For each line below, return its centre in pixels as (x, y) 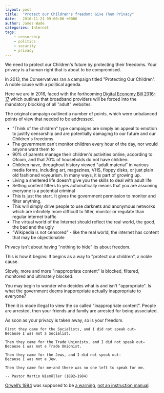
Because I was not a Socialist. (38, 333)
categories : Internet (27, 28)
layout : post (18, 10)
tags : (10, 32)
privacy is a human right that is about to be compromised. (63, 69)
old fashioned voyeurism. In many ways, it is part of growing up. (76, 175)
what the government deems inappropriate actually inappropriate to (73, 291)
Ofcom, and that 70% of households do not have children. (70, 159)
